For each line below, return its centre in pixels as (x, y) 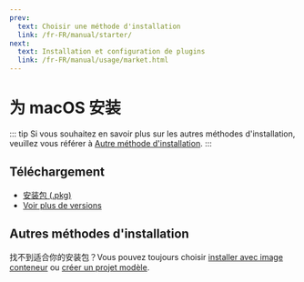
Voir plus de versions (62, 205)
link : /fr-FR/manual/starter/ (75, 35)
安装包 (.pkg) (47, 195)
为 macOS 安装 (65, 108)
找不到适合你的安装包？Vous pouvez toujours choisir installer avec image (147, 257)
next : (20, 43)
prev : (20, 18)
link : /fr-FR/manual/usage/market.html (93, 60)
